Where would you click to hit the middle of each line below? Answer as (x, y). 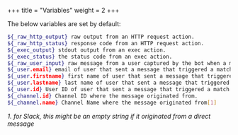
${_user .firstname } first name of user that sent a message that (106, 76)
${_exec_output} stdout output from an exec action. (87, 50)
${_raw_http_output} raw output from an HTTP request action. (101, 37)
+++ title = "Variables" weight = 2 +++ (63, 10)
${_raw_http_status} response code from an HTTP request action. (106, 43)
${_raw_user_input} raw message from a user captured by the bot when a (117, 63)
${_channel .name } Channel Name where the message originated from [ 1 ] (112, 102)
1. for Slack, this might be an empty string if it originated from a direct (109, 116)
